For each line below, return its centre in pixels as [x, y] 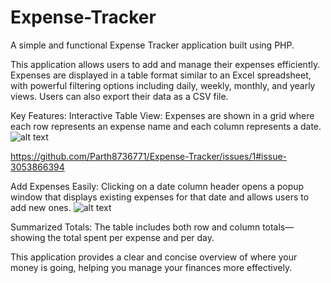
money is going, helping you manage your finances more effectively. [151, 267]
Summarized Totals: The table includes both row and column [135, 227]
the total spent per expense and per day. [131, 237]
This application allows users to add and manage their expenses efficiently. [165, 64]
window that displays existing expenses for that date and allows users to [160, 197]
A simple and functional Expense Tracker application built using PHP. [152, 45]
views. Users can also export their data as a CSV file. [119, 96]
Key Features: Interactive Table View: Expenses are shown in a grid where [162, 115]
